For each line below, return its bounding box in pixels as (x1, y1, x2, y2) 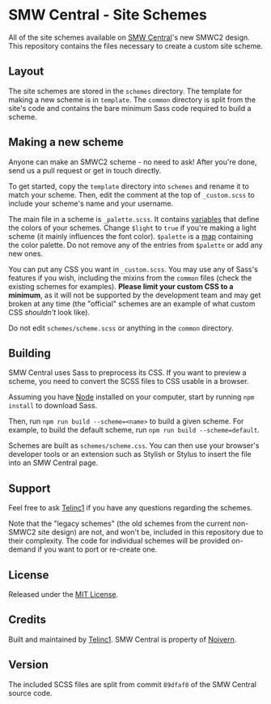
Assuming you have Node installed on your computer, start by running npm (8, 392, 255, 402)
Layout (8, 65, 44, 79)
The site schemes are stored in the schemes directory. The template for (8, 86, 243, 96)
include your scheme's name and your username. (8, 198, 174, 208)
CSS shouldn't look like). (8, 307, 91, 317)
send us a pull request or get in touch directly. (8, 165, 162, 175)
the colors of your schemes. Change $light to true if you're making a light (8, 223, 257, 233)
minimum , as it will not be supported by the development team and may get (8, 290, 261, 300)
